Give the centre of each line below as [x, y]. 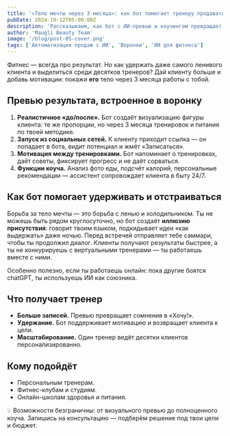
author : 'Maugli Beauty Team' [50, 33]
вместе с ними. [30, 257]
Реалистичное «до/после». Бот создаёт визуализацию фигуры [110, 117]
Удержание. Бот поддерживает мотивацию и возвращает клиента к [117, 323]
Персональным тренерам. [55, 383]
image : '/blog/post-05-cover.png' [56, 39]
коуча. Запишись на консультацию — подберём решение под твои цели [113, 418]
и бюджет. [22, 426]
